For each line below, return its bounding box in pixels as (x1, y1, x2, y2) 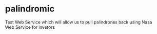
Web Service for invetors (5, 24, 55, 30)
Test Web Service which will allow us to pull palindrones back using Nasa (5, 19, 152, 25)
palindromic (5, 3, 55, 14)
